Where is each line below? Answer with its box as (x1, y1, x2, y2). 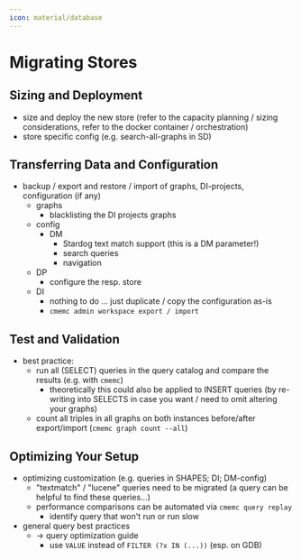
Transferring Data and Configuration (9, 157, 219, 172)
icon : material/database (9, 13, 103, 23)
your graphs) (49, 403, 97, 415)
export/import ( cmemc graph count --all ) (35, 423, 188, 434)
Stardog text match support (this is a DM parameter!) (62, 238, 260, 249)
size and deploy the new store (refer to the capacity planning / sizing (22, 112, 278, 123)
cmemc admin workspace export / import (49, 307, 200, 316)
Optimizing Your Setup (9, 448, 140, 464)
